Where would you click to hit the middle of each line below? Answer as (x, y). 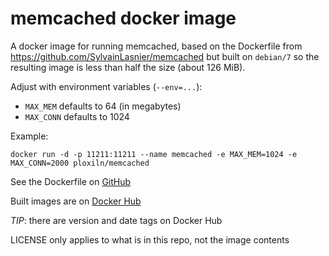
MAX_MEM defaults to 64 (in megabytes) (103, 106)
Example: (29, 136)
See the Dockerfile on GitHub (71, 181)
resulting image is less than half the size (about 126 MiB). (128, 67)
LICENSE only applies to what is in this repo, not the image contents (150, 239)
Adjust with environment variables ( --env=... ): (106, 86)
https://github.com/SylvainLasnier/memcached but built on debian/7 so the (165, 56)
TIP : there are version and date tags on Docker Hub (116, 220)
